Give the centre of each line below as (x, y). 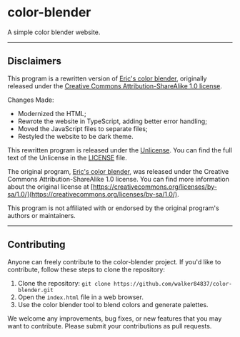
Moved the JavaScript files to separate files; (82, 128)
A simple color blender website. (54, 32)
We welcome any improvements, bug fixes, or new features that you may (115, 318)
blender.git (35, 290)
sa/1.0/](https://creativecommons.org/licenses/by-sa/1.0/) (92, 194)
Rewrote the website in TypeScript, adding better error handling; (112, 121)
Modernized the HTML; (52, 113)
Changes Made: (31, 100)
